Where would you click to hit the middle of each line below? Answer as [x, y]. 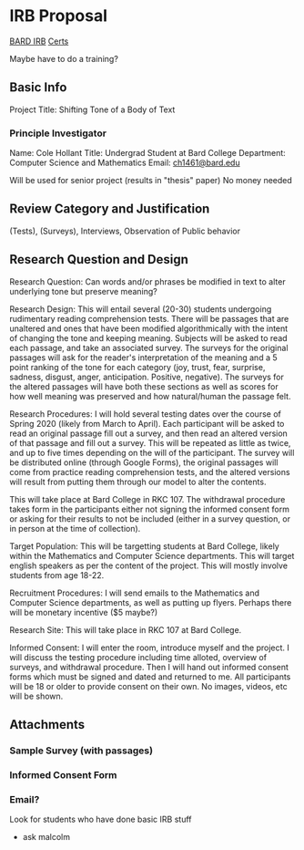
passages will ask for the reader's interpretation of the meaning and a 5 [143, 358]
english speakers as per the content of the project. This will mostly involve [149, 565]
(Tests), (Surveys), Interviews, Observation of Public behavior [125, 231]
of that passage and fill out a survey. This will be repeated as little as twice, [150, 442]
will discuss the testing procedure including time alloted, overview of [138, 657]
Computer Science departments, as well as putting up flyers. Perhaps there [151, 602]
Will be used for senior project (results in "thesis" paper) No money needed [151, 181]
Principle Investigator [58, 133]
